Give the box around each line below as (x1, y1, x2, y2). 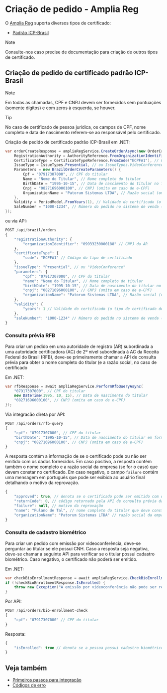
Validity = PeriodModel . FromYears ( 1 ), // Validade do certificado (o (14, 199, 162, 205)
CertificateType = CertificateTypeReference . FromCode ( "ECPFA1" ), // (14, 158, 159, 163)
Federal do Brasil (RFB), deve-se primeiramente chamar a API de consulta (5, 354, 157, 360)
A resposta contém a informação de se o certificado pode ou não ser (5, 453, 147, 459)
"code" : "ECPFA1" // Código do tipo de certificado (23, 255, 133, 260)
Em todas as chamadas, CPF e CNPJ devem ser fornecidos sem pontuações (5, 99, 162, 105)
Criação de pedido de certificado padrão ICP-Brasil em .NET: (5, 139, 130, 145)
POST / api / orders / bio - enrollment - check (5, 608, 88, 613)
